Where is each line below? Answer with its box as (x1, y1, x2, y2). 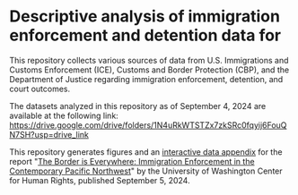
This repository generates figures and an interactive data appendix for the (9, 146, 283, 157)
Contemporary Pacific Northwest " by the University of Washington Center (9, 165, 283, 176)
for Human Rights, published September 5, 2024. (9, 174, 190, 185)
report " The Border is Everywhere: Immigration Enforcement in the (9, 156, 255, 166)
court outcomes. (9, 83, 71, 94)
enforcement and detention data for (9, 25, 282, 46)
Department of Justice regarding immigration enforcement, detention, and (9, 73, 284, 84)
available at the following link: (9, 110, 118, 121)
